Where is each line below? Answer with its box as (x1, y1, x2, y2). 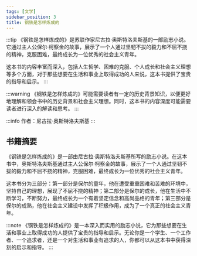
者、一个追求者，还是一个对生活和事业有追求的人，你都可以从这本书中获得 (6, 237, 186, 244)
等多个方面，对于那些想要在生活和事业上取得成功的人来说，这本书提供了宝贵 (6, 71, 191, 78)
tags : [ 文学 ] (6, 8, 36, 15)
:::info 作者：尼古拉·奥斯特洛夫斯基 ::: (6, 118, 96, 125)
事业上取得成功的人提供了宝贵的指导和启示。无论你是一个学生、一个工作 (16, 229, 191, 236)
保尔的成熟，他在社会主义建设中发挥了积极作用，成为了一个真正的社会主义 (6, 202, 186, 209)
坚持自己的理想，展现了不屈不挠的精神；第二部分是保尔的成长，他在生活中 (6, 187, 186, 194)
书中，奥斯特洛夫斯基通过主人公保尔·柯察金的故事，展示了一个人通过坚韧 (6, 161, 183, 168)
